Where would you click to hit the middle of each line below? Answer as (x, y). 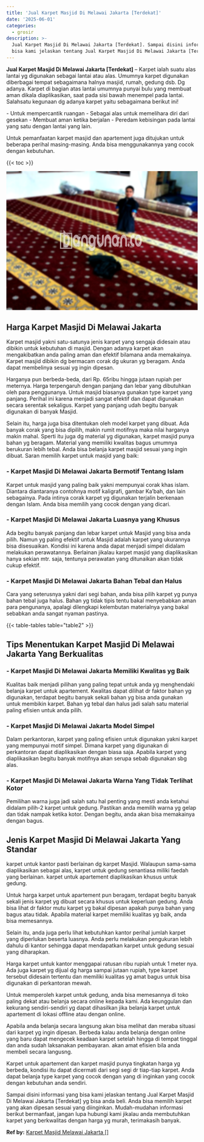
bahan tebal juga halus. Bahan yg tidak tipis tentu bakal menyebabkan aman (101, 600)
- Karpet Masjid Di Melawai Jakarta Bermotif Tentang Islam (95, 472)
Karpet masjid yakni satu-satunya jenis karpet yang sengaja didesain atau (98, 342)
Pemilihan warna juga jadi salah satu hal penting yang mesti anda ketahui (98, 801)
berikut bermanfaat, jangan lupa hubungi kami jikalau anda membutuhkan (98, 1114)
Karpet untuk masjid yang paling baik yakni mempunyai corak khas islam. (98, 484)
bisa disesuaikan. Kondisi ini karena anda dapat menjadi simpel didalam (96, 546)
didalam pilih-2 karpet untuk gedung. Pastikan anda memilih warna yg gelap (101, 808)
